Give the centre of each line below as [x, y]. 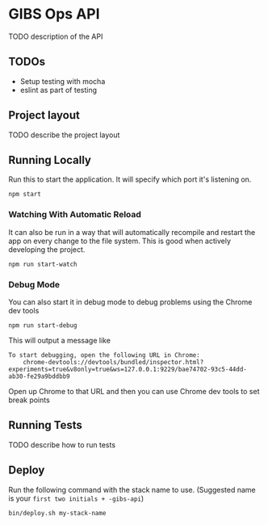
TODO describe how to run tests [62, 444]
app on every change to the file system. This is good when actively [120, 241]
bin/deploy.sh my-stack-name [57, 513]
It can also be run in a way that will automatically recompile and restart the [132, 232]
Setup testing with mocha [63, 81]
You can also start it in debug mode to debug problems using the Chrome [130, 302]
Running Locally [50, 160]
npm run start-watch [43, 264]
